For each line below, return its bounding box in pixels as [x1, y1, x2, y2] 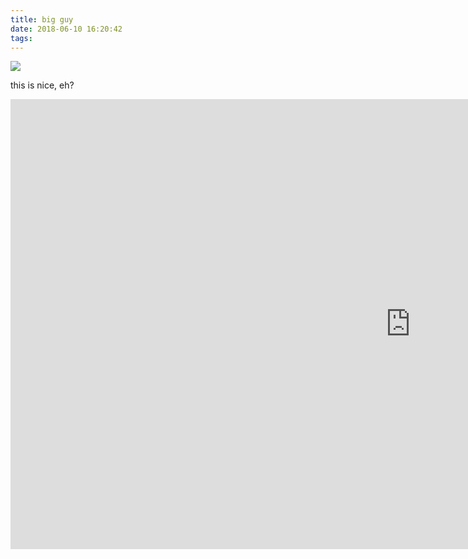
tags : [10, 33, 33, 43]
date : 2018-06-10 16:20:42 [10, 24, 123, 34]
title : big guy [10, 14, 74, 25]
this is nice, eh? [10, 79, 75, 91]
